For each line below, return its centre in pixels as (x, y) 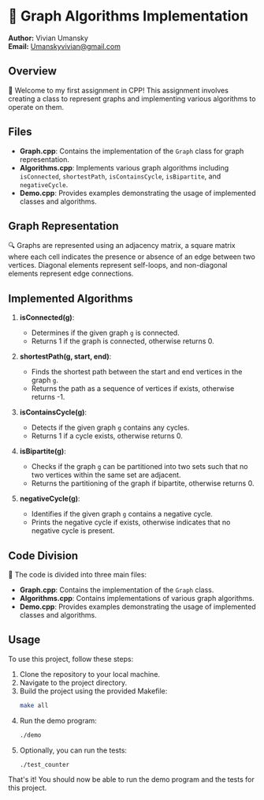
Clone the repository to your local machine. (89, 674)
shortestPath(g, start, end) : (65, 357)
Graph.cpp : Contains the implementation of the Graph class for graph (132, 151)
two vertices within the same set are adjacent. (106, 475)
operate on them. (36, 107)
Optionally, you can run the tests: (73, 750)
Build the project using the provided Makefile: (93, 691)
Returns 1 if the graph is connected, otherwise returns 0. (123, 341)
